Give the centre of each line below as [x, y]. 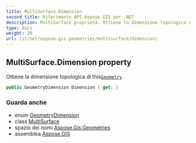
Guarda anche [27, 102]
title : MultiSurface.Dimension [44, 11]
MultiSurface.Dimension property [69, 62]
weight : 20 [19, 33]
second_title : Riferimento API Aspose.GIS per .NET [70, 17]
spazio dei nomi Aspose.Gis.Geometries [62, 127]
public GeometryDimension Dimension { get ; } [62, 87]
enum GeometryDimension [47, 115]
